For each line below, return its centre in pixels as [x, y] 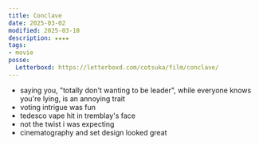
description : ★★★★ [39, 38]
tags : [17, 45]
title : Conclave [35, 16]
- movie [21, 53]
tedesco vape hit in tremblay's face [78, 116]
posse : [19, 61]
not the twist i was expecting [67, 123]
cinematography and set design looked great [93, 132]
